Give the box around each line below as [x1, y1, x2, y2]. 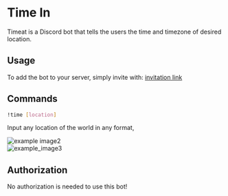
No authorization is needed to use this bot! [7, 182, 128, 190]
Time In [7, 5, 51, 21]
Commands [7, 93, 58, 105]
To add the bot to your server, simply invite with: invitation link [7, 73, 183, 81]
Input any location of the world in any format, [7, 124, 135, 132]
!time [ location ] [7, 111, 57, 118]
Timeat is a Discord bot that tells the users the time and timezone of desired [7, 28, 222, 36]
